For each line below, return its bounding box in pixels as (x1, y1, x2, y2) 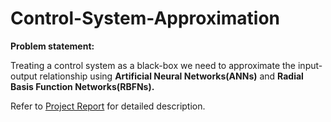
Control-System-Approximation (10, 7, 281, 30)
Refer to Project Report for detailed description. (10, 100, 206, 112)
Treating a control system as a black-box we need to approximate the (10, 59, 297, 71)
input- (297, 59, 323, 71)
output (10, 70, 38, 82)
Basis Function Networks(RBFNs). (10, 80, 155, 92)
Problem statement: (10, 40, 95, 52)
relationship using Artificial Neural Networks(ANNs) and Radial (39, 70, 304, 82)
